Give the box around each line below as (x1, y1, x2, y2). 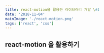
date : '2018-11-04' (5, 12, 45, 17)
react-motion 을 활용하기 (5, 40, 80, 49)
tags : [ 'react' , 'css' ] (5, 21, 54, 26)
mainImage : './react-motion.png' (5, 16, 74, 21)
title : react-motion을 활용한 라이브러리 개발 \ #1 (5, 7, 100, 12)
